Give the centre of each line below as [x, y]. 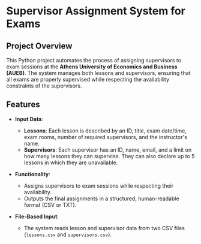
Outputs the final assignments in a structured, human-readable [101, 198]
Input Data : [29, 119]
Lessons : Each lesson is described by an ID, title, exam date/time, [105, 131]
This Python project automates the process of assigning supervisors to [94, 60]
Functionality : [33, 174]
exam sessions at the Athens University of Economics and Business [92, 67]
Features [23, 105]
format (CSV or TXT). [50, 204]
